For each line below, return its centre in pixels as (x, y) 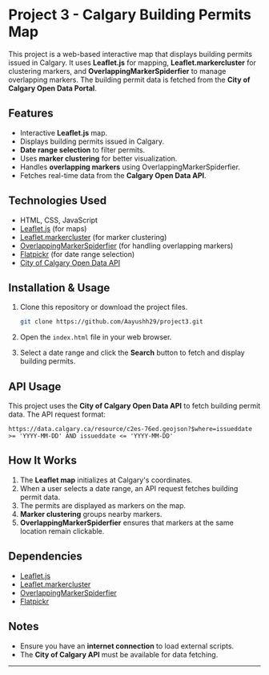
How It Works (43, 460)
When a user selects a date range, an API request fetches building (129, 488)
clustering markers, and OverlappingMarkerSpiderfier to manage (117, 71)
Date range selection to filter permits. (82, 149)
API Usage (35, 386)
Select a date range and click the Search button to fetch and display (132, 353)
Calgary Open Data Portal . (53, 88)
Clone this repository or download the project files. (104, 307)
